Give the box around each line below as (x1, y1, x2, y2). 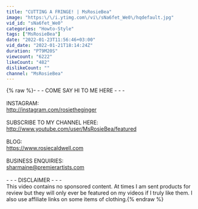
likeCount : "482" (6, 59, 50, 65)
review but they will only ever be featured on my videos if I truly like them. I (6, 189, 193, 196)
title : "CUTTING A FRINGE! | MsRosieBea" (6, 8, 112, 15)
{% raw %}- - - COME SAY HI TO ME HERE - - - (6, 87, 125, 94)
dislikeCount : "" (6, 64, 50, 71)
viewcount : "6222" (6, 54, 53, 60)
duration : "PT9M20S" (6, 48, 59, 54)
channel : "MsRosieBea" (6, 70, 63, 76)
